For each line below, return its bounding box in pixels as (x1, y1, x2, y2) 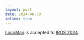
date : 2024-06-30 (5, 12, 41, 17)
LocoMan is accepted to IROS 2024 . (5, 30, 80, 36)
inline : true (5, 16, 32, 21)
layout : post (5, 7, 32, 12)
